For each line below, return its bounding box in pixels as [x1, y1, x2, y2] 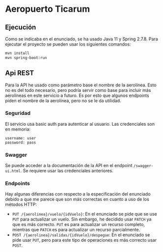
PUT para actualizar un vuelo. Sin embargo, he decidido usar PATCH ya [12, 216, 152, 222]
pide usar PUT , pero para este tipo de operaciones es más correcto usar [12, 237, 157, 243]
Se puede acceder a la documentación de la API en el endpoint [5, 163, 133, 168]
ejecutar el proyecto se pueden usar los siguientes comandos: [5, 41, 131, 47]
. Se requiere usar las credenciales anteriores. [20, 168, 114, 174]
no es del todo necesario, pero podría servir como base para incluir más [5, 87, 151, 93]
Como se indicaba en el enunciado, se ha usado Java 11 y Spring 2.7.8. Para [5, 36, 158, 42]
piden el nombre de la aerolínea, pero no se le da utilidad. [5, 97, 121, 104]
